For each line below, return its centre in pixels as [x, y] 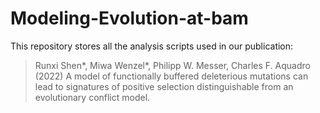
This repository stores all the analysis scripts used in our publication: [152, 46]
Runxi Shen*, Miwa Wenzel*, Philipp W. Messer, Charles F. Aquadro [172, 65]
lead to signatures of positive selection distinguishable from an [164, 86]
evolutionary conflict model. [92, 97]
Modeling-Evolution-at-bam [129, 18]
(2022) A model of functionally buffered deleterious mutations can [171, 76]
